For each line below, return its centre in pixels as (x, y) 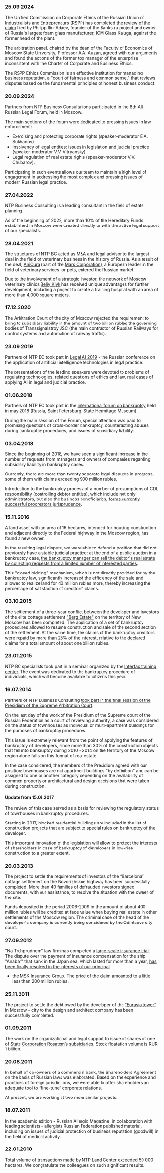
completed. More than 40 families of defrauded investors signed (70, 887)
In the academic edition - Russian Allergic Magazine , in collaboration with (79, 1121)
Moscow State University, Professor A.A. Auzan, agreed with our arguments (81, 53)
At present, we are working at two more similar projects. (61, 1098)
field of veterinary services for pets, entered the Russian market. (70, 270)
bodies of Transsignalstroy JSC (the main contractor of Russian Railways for (82, 328)
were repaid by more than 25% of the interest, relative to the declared (75, 638)
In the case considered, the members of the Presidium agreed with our (76, 765)
